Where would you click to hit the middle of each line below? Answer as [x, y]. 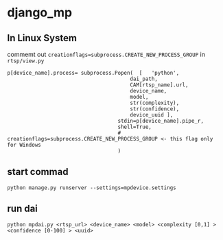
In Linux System [42, 38]
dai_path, [144, 79]
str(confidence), [155, 109]
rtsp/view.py [26, 61]
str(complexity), [155, 103]
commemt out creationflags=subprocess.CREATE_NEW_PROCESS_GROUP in [106, 54]
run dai [22, 209]
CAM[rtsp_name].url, [159, 85]
